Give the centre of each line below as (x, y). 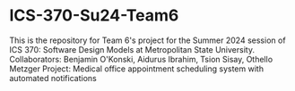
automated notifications (53, 78)
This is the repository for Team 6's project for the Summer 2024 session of (147, 40)
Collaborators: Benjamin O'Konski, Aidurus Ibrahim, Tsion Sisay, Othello (141, 59)
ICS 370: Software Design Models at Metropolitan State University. (132, 49)
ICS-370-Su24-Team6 (94, 16)
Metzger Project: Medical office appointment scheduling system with (137, 69)
